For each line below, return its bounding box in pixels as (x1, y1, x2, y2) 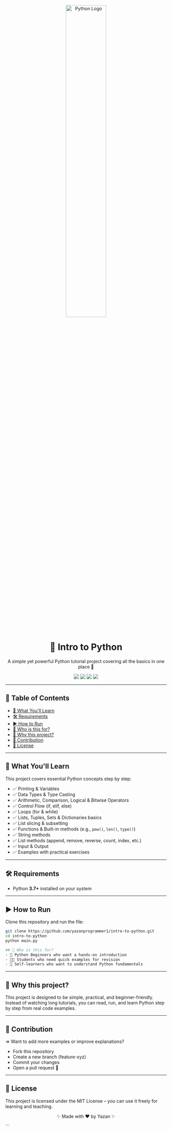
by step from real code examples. (5, 1005, 76, 1011)
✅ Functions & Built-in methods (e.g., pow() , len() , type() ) (12, 826, 136, 832)
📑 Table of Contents (5, 694, 70, 702)
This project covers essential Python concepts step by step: (5, 776, 132, 782)
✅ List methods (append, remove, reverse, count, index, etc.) (12, 837, 142, 843)
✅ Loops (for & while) (12, 808, 58, 815)
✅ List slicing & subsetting (12, 820, 68, 826)
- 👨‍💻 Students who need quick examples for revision (5, 957, 120, 962)
